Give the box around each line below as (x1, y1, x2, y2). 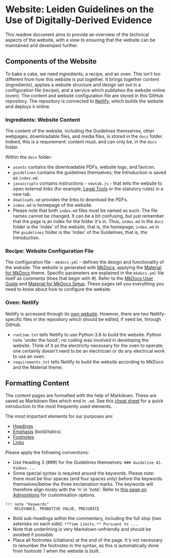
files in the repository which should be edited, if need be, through (23, 316, 161, 322)
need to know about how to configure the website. (5, 286, 112, 292)
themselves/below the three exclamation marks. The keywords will (12, 481, 154, 487)
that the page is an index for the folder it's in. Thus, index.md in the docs (12, 219, 164, 225)
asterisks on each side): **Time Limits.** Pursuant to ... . (12, 521, 139, 527)
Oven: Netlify (5, 299, 39, 306)
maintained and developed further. (5, 42, 78, 48)
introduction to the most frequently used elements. (5, 403, 113, 410)
